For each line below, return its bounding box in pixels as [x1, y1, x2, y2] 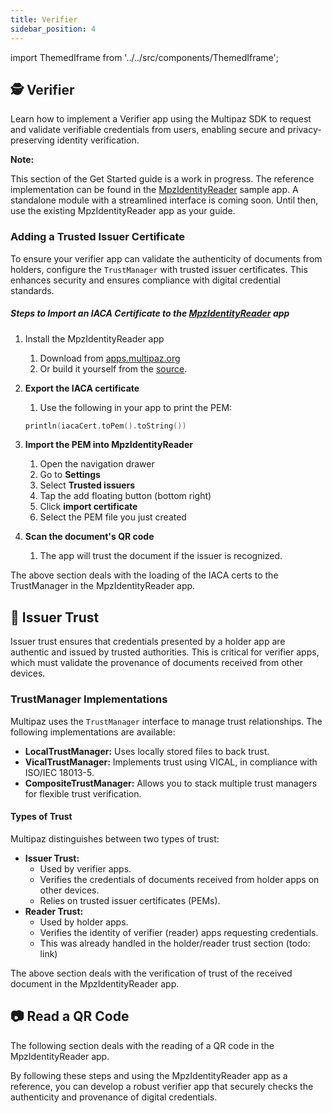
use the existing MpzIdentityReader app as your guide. [10, 205, 236, 217]
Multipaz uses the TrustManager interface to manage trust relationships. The [10, 715, 323, 727]
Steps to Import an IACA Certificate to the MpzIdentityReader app [10, 307, 290, 320]
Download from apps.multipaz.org [39, 352, 181, 364]
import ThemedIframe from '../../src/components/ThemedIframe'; [10, 51, 279, 63]
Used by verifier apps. [39, 862, 132, 875]
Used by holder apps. [39, 916, 129, 928]
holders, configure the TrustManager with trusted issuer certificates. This [10, 263, 308, 275]
